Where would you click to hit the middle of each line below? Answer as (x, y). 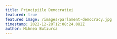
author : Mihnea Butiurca (31, 29)
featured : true (21, 15)
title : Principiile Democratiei (39, 10)
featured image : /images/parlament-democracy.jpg (59, 19)
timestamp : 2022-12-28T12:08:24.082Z (45, 24)
